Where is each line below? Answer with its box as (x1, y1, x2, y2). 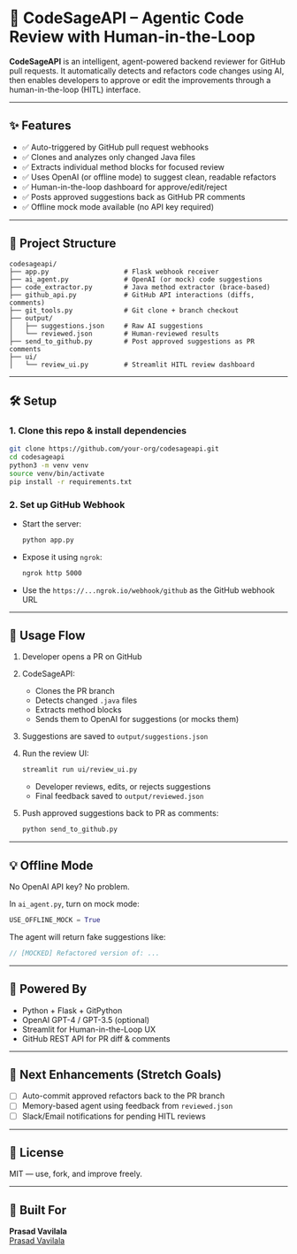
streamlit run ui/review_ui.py (21, 765, 138, 774)
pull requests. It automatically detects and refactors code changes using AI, (9, 65, 285, 76)
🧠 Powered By (9, 981, 88, 996)
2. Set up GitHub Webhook (9, 498, 126, 511)
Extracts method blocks (34, 704, 122, 715)
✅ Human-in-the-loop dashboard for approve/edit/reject (21, 181, 228, 192)
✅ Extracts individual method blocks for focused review (21, 161, 225, 172)
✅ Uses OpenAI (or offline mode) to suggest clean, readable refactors (21, 172, 277, 182)
